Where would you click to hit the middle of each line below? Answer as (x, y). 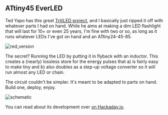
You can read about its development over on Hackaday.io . (65, 107)
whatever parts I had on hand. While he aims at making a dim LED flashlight (83, 26)
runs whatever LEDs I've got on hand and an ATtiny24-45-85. (68, 36)
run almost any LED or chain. (35, 72)
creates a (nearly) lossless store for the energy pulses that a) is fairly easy (82, 61)
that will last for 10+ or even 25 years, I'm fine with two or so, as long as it (81, 31)
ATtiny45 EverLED (34, 8)
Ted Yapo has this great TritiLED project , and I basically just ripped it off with (84, 20)
